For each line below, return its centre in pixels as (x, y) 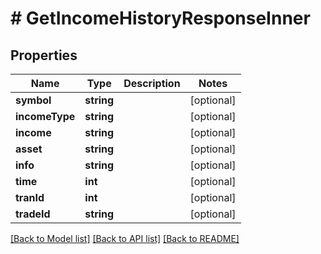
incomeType (45, 116)
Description (152, 83)
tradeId (33, 214)
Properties (44, 55)
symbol (33, 100)
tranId (30, 197)
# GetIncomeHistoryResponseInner (160, 18)
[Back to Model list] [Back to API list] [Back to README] (125, 238)
